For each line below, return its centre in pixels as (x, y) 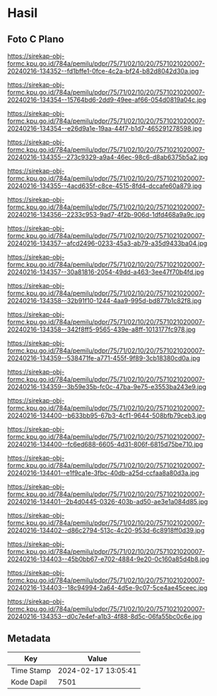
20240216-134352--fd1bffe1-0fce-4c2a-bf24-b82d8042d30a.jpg (103, 71)
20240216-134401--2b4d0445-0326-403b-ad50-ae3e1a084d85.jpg (108, 502)
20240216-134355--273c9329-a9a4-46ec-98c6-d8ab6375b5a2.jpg (108, 157)
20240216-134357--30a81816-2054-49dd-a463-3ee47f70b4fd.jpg (106, 272)
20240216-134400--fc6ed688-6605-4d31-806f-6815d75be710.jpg (105, 444)
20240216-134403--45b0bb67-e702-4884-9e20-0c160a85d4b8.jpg (108, 559)
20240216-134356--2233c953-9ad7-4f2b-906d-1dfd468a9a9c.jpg (106, 214)
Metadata (29, 638)
